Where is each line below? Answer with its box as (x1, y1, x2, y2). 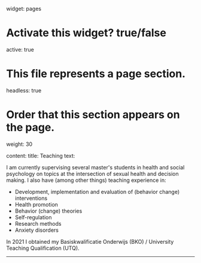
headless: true (6, 86, 42, 94)
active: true (6, 46, 34, 53)
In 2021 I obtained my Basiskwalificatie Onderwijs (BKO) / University (6, 238, 174, 245)
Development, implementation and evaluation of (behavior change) (14, 188, 180, 195)
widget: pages (6, 5, 42, 12)
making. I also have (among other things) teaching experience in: (6, 177, 166, 184)
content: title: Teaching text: (6, 152, 75, 159)
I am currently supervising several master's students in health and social (6, 163, 185, 171)
